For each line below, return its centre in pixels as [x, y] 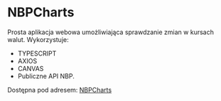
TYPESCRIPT [37, 53]
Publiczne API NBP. [46, 76]
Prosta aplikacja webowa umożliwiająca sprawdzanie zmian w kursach [111, 32]
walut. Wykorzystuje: [38, 39]
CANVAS [31, 68]
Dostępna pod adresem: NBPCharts [60, 90]
